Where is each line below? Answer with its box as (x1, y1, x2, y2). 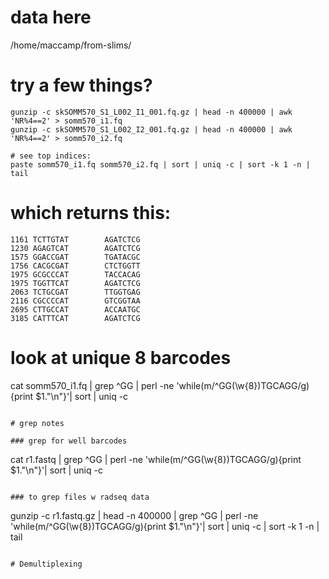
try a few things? (10, 74, 153, 97)
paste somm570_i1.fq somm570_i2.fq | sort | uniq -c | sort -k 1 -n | (10, 159, 311, 170)
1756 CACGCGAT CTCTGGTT (10, 261, 141, 271)
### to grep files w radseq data (10, 492, 150, 502)
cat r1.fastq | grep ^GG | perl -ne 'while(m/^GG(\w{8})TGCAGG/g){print (10, 453, 302, 465)
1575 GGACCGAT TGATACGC (10, 252, 141, 262)
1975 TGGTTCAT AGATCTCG (10, 278, 141, 288)
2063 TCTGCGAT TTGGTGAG (10, 287, 141, 297)
